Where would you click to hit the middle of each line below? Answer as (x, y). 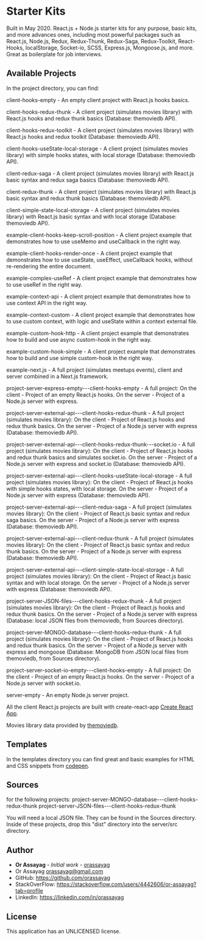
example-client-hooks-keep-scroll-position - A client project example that (99, 235)
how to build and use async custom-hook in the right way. (79, 339)
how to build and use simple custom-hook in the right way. (80, 358)
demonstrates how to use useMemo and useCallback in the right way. (94, 241)
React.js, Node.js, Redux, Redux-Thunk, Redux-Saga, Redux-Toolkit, (92, 41)
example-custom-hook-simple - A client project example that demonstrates (101, 351)
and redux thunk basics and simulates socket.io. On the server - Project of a (102, 457)
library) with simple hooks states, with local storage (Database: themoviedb (101, 155)
